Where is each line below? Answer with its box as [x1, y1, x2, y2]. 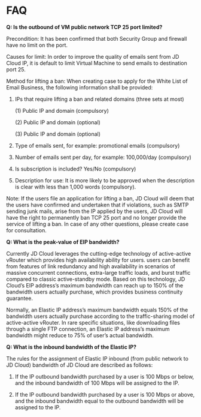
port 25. [6, 65, 26, 73]
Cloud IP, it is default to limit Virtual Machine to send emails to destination [6, 59, 187, 67]
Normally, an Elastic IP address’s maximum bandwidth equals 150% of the [6, 306, 188, 313]
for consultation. [6, 226, 47, 234]
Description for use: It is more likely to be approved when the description [14, 176, 195, 184]
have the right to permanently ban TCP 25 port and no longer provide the [6, 214, 187, 221]
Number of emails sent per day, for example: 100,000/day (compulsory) [14, 154, 191, 161]
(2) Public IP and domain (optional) [14, 118, 100, 126]
